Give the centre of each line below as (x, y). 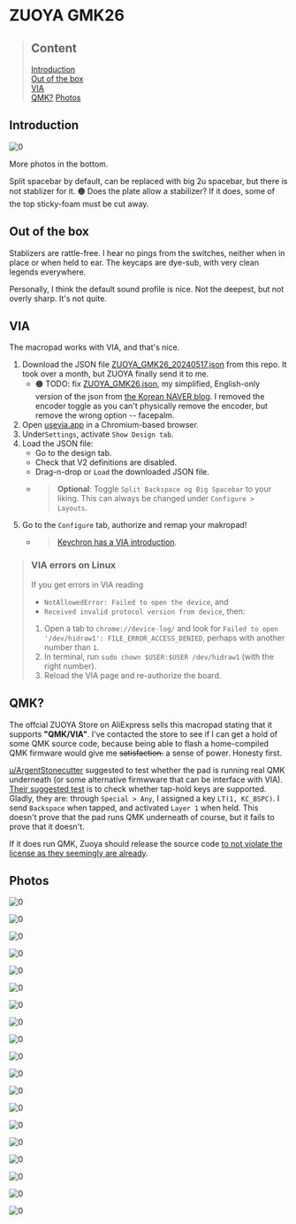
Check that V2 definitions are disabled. (106, 462)
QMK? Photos (56, 97)
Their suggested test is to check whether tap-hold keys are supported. (138, 788)
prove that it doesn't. (47, 826)
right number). (70, 666)
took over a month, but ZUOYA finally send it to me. (115, 374)
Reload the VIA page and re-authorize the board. (133, 675)
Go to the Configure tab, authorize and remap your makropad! (134, 525)
